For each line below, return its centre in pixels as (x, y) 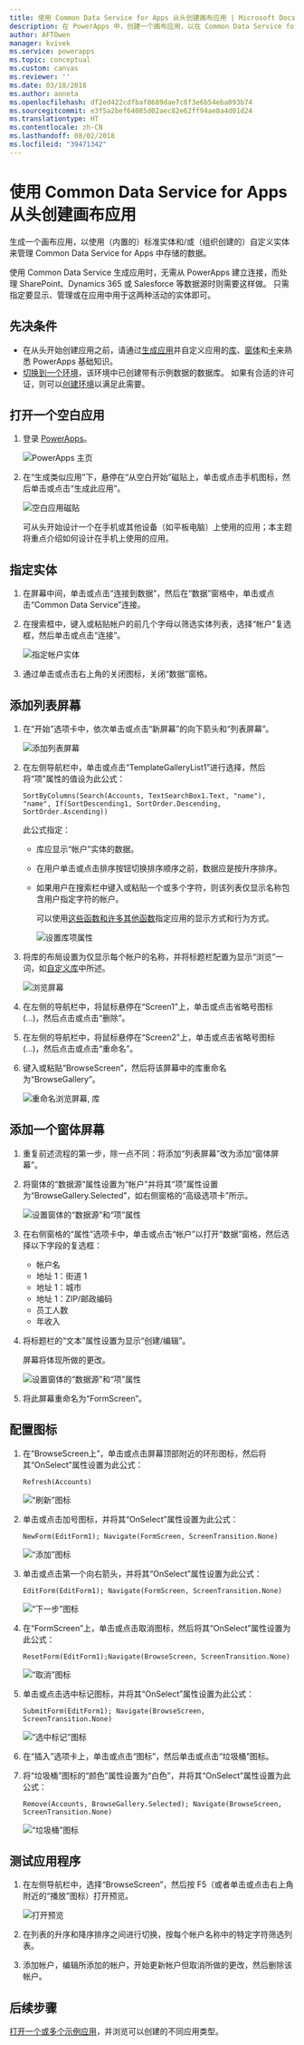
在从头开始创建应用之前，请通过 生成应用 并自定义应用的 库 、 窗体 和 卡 (149, 349)
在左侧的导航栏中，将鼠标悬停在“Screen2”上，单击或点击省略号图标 (149, 1037)
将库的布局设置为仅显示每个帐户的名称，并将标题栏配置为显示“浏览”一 (153, 956)
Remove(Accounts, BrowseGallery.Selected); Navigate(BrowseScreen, (152, 1804)
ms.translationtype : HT (54, 119)
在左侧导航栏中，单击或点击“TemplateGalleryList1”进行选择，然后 (144, 767)
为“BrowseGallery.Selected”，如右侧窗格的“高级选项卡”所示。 (138, 1195)
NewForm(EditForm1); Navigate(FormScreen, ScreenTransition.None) (150, 1536)
